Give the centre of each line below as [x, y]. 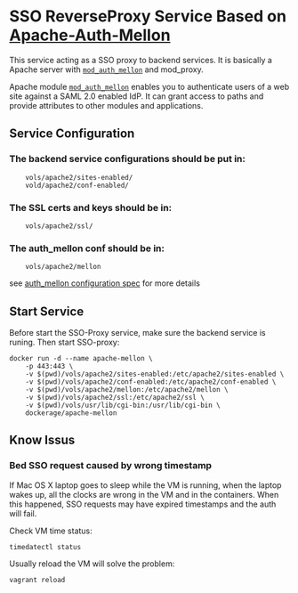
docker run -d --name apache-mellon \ [81, 359]
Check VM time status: [51, 531]
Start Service [47, 311]
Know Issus [42, 440]
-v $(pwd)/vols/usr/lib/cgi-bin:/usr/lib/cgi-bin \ [123, 406]
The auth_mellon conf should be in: [87, 248]
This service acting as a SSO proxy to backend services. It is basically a [141, 60]
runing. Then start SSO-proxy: [64, 342]
